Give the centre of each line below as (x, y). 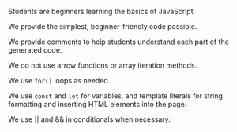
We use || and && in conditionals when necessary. (90, 119)
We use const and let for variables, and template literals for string (116, 96)
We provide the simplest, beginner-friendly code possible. (103, 26)
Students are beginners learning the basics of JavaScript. (102, 11)
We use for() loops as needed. (59, 81)
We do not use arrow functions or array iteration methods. (103, 65)
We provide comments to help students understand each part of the (118, 42)
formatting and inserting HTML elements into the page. (98, 104)
